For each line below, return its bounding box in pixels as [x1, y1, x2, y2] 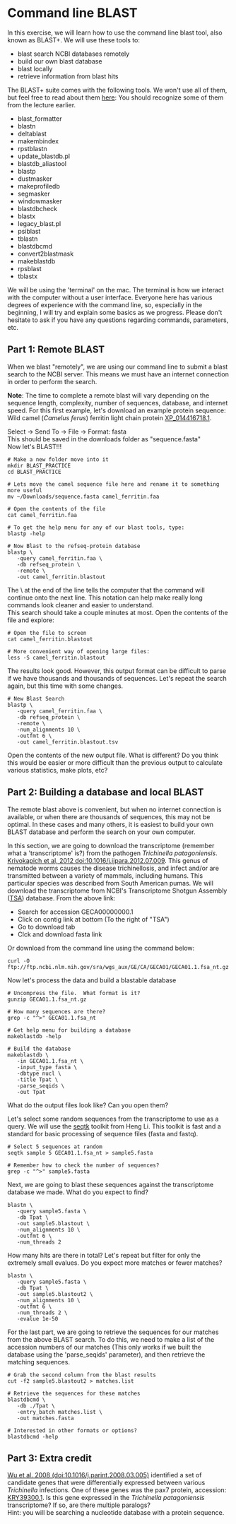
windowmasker [17, 196, 62, 206]
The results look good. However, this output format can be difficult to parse [7, 666, 227, 675]
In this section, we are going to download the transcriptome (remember [7, 841, 215, 850]
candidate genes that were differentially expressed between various [7, 1478, 206, 1487]
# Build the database [7, 1045, 71, 1052]
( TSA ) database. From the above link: [7, 893, 116, 902]
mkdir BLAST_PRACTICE [7, 462, 71, 469]
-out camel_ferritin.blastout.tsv [16, 738, 119, 746]
